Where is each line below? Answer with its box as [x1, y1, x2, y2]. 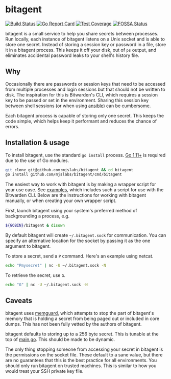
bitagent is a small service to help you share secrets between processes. [5, 30, 159, 36]
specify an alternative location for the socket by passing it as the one [5, 237, 151, 244]
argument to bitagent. [5, 243, 51, 249]
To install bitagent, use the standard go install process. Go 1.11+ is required [5, 152, 166, 158]
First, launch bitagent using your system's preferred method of [5, 208, 137, 214]
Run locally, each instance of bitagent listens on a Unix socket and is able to [5, 36, 165, 42]
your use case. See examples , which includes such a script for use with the [5, 187, 164, 193]
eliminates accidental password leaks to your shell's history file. [5, 52, 139, 58]
